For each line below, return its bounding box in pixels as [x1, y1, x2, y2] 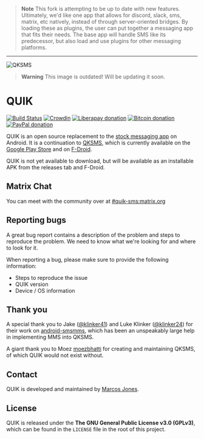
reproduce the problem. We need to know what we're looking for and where [6, 237, 196, 245]
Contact [6, 369, 38, 379]
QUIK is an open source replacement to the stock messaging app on [6, 132, 177, 140]
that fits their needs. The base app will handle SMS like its [21, 31, 166, 38]
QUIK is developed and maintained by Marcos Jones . [6, 386, 140, 393]
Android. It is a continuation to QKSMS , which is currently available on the [6, 139, 191, 146]
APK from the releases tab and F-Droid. [6, 163, 105, 171]
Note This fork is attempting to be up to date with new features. [21, 5, 180, 12]
